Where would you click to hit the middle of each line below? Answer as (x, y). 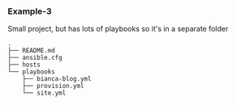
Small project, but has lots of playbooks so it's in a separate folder (118, 29)
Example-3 (30, 11)
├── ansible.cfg (35, 58)
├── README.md (32, 51)
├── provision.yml (53, 86)
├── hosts (24, 65)
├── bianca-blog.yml (57, 79)
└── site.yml (44, 93)
